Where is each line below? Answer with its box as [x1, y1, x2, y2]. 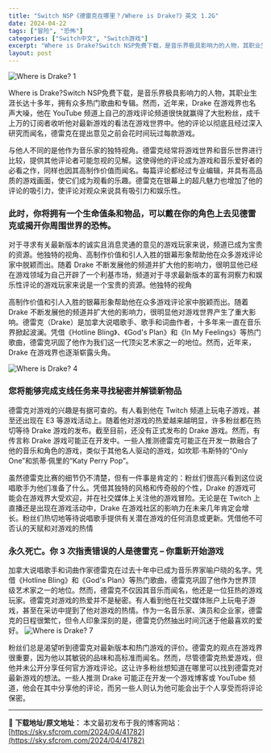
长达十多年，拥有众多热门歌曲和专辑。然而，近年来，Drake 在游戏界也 [15, 98, 249, 107]
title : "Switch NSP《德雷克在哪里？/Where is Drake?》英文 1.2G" [8, 11, 219, 20]
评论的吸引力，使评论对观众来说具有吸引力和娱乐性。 [8, 186, 186, 195]
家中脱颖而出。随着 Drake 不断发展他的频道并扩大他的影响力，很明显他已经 [8, 260, 258, 270]
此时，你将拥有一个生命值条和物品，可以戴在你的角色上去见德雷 [8, 207, 256, 218]
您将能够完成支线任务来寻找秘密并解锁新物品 [8, 385, 182, 397]
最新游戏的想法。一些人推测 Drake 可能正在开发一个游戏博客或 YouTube [8, 672, 247, 682]
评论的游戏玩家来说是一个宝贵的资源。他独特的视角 [22, 280, 192, 290]
